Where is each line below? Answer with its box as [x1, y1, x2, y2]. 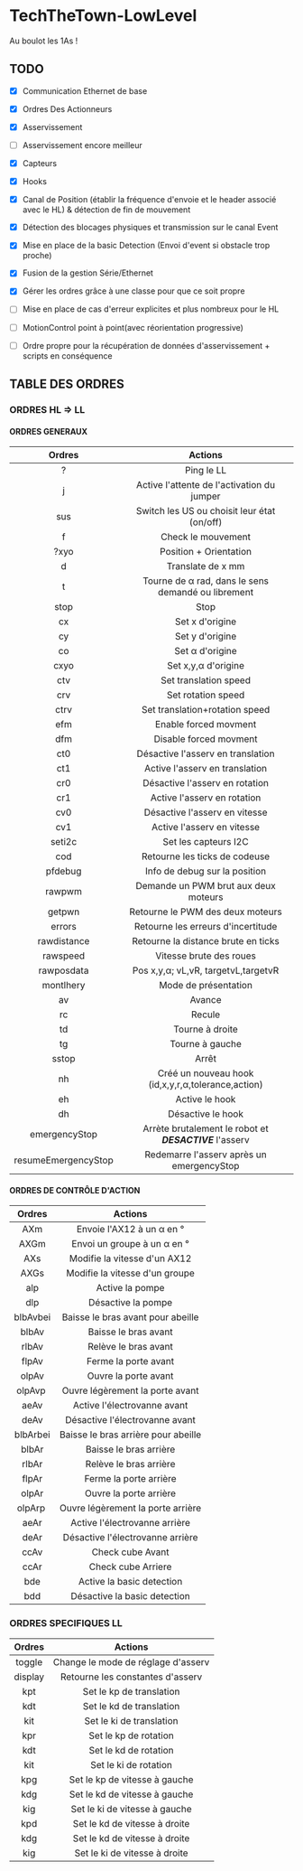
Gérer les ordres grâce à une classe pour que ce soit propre [22, 285, 245, 296]
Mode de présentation [159, 979, 252, 992]
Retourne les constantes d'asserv [60, 1670, 203, 1683]
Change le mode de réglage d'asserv [52, 1655, 210, 1668]
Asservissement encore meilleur [22, 139, 142, 150]
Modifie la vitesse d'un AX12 [69, 1252, 192, 1265]
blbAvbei [14, 1311, 51, 1324]
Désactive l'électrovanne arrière [62, 1531, 198, 1544]
